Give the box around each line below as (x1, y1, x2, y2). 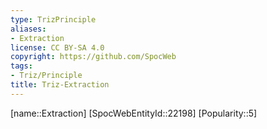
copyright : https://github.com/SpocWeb (10, 52, 177, 62)
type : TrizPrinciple (10, 14, 97, 25)
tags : (10, 61, 33, 71)
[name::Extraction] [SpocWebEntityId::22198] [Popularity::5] (10, 107, 258, 119)
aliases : (10, 24, 47, 34)
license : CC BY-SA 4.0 (10, 42, 105, 53)
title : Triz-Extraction (10, 80, 110, 90)
